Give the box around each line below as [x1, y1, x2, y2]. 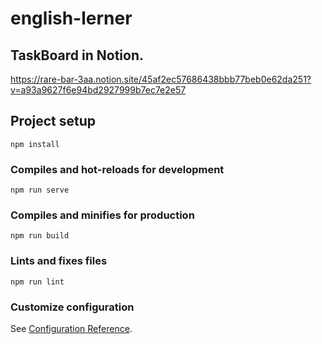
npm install [10, 139, 60, 149]
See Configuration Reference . [10, 323, 133, 334]
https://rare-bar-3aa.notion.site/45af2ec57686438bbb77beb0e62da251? [10, 73, 312, 85]
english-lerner [10, 7, 133, 30]
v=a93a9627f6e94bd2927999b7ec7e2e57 [10, 84, 187, 96]
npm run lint [10, 277, 65, 287]
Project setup [10, 113, 97, 130]
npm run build [10, 231, 70, 241]
